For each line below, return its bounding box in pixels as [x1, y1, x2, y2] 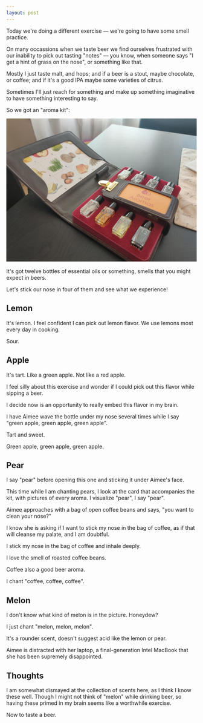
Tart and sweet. [6, 431, 45, 438]
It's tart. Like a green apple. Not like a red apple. [6, 371, 126, 378]
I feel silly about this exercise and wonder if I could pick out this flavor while [6, 383, 195, 390]
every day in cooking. [6, 326, 60, 333]
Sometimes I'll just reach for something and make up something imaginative [6, 88, 195, 95]
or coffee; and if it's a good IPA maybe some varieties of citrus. [6, 76, 163, 84]
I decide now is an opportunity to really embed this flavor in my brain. [6, 401, 179, 408]
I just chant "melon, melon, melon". [6, 623, 94, 630]
